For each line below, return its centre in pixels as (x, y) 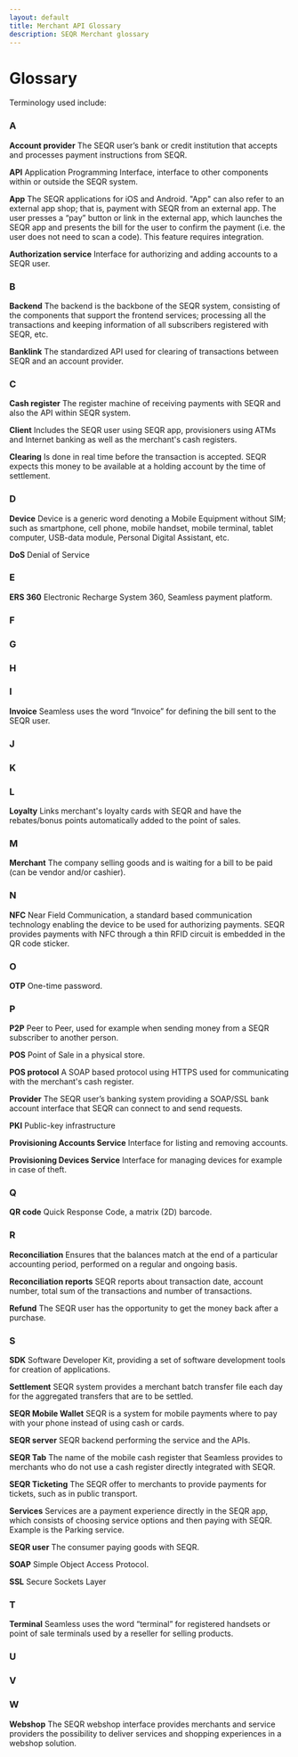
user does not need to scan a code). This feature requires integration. (137, 236)
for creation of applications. (60, 1369)
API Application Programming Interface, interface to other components (139, 172)
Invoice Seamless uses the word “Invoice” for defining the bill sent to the (143, 711)
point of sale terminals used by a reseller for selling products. (121, 1634)
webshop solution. (43, 1743)
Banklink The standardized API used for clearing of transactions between (144, 351)
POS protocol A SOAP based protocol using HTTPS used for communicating (149, 1072)
